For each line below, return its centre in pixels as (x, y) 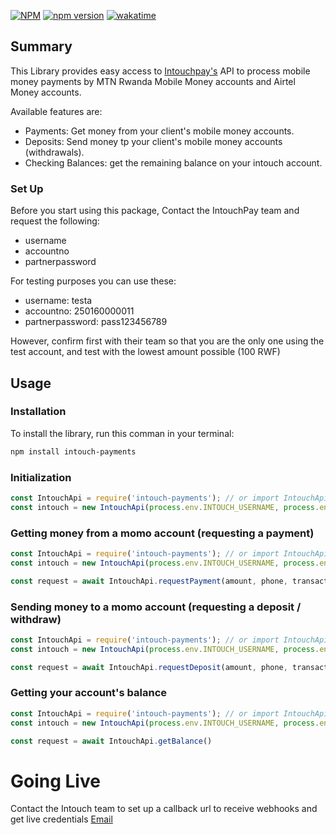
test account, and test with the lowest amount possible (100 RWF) (145, 352)
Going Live (55, 781)
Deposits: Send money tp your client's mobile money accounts (153, 141)
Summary (41, 46)
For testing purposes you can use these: (93, 281)
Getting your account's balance (89, 693)
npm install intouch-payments (73, 451)
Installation (38, 412)
